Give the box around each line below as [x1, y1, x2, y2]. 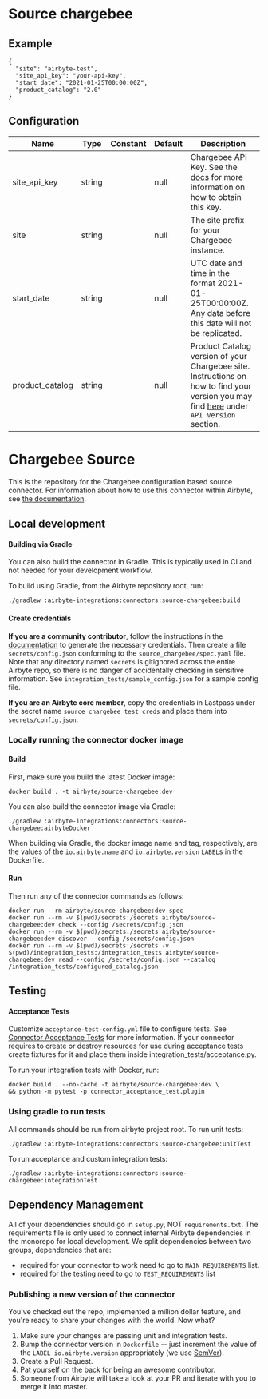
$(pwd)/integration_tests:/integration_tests [8, 948, 162, 956]
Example [8, 37, 53, 50]
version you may [190, 390, 253, 401]
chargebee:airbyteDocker [8, 824, 91, 832]
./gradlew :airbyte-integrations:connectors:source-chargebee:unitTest [8, 1140, 251, 1148]
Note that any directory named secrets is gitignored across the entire [8, 656, 236, 666]
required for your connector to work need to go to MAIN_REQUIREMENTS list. [19, 1260, 260, 1269]
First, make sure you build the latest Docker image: [8, 772, 175, 782]
